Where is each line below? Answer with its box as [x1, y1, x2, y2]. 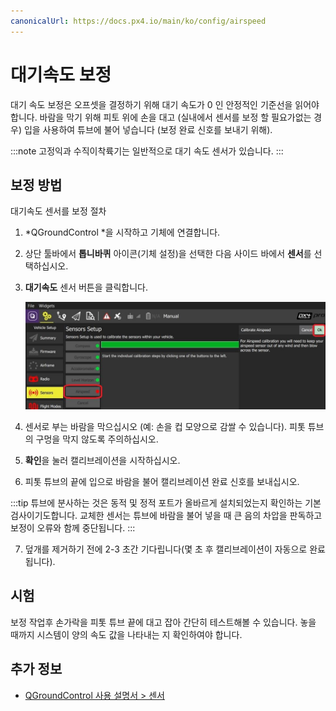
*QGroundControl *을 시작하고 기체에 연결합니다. [24, 226, 221, 239]
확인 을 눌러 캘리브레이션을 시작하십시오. [24, 455, 181, 466]
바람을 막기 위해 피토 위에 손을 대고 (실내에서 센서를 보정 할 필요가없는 [39, 111, 312, 123]
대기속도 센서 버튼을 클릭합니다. [24, 281, 148, 294]
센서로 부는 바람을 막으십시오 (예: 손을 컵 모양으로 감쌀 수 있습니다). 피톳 [24, 421, 306, 432]
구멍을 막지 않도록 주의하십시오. [35, 433, 159, 445]
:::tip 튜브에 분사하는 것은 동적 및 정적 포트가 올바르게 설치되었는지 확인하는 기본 [10, 497, 322, 509]
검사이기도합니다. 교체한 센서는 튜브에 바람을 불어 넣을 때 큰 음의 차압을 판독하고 [10, 510, 323, 521]
